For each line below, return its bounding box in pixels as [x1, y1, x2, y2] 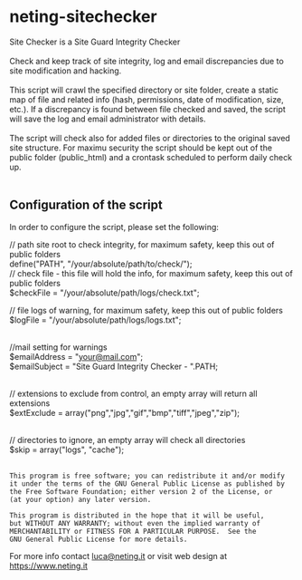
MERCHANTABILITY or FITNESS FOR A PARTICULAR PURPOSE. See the [9, 527, 257, 536]
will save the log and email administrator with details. [9, 113, 206, 124]
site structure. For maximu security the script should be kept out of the [9, 142, 273, 153]
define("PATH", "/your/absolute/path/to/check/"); [9, 258, 193, 269]
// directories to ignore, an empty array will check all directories [9, 434, 246, 445]
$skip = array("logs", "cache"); [9, 444, 125, 455]
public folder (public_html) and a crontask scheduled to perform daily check [9, 151, 292, 162]
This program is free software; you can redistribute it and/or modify [9, 471, 285, 480]
